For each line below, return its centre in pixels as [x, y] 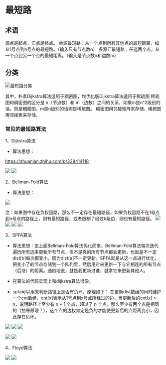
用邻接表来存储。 [23, 115]
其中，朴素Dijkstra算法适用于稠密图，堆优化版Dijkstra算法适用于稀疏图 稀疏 [83, 96]
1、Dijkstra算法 [20, 141]
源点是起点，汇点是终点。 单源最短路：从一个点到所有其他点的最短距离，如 [82, 43]
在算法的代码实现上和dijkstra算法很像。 [53, 281]
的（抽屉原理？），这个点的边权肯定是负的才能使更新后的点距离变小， [83, 310]
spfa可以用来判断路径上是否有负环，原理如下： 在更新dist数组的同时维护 [87, 292]
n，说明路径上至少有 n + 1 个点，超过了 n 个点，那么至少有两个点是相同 [86, 304]
